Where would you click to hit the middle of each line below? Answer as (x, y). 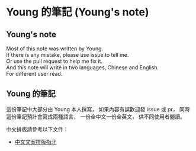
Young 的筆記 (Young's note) (78, 12)
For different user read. (34, 74)
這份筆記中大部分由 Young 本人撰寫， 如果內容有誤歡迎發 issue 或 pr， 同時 (98, 109)
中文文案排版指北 (36, 142)
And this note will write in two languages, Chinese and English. (83, 68)
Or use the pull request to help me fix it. (54, 61)
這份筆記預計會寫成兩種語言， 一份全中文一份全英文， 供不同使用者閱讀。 (96, 117)
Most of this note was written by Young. (55, 49)
